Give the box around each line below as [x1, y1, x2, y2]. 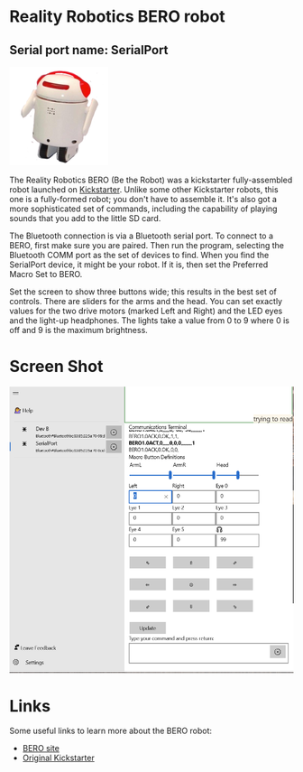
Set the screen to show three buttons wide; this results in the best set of [9, 286, 277, 297]
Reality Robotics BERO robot [9, 6, 225, 27]
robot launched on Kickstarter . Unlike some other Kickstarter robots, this [9, 184, 279, 195]
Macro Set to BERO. [9, 269, 83, 279]
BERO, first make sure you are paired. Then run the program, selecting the [9, 240, 284, 250]
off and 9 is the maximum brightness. [9, 325, 149, 335]
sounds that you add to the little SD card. [9, 213, 161, 223]
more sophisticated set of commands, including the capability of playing [9, 203, 278, 214]
